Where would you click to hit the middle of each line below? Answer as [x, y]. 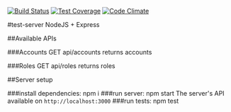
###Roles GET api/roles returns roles [61, 66]
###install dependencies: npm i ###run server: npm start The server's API [116, 93]
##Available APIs [32, 38]
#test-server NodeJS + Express [54, 24]
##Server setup [30, 79]
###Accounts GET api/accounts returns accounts [80, 52]
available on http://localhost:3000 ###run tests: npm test [93, 101]
